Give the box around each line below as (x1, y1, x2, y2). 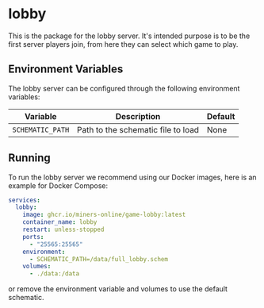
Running (8, 152, 52, 165)
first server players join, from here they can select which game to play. (8, 39, 239, 48)
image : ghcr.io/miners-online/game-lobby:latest (22, 211, 186, 219)
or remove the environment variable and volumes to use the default (8, 284, 228, 294)
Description (115, 110, 161, 121)
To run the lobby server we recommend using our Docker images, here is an (8, 172, 257, 182)
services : (8, 196, 41, 204)
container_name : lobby (22, 218, 98, 226)
